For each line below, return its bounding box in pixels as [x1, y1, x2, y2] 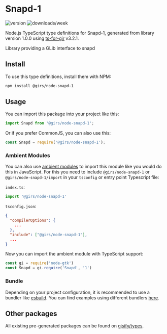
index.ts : [5, 184, 25, 190]
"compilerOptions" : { [10, 218, 56, 223]
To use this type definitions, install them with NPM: [5, 73, 112, 80]
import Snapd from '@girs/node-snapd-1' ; [5, 121, 94, 126]
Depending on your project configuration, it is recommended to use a [5, 289, 150, 295]
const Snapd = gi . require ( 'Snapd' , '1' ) [5, 266, 92, 271]
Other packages [5, 309, 57, 318]
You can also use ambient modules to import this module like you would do [5, 164, 162, 170]
